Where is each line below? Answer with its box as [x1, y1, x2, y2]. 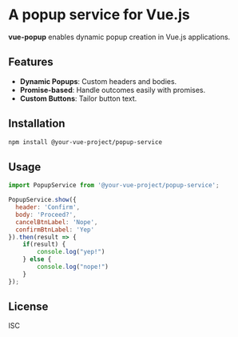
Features [8, 55, 54, 69]
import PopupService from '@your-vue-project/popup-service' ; [8, 182, 220, 190]
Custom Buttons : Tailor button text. [19, 94, 137, 103]
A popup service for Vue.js [8, 6, 190, 24]
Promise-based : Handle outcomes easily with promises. [19, 85, 206, 94]
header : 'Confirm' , [15, 203, 81, 211]
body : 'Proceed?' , [15, 211, 77, 219]
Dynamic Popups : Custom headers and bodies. [19, 76, 177, 86]
